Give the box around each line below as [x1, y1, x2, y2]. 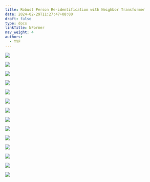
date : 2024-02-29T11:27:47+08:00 [5, 12, 73, 17]
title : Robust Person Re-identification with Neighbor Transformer [5, 7, 146, 12]
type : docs [5, 21, 27, 26]
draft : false [5, 16, 32, 21]
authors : [5, 35, 23, 40]
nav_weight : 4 [5, 30, 34, 35]
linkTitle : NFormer [5, 25, 45, 30]
